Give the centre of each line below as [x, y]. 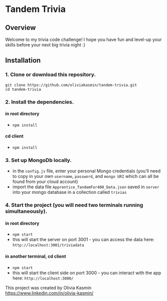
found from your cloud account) [45, 182]
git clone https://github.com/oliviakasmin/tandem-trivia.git [71, 85]
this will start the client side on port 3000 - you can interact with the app [86, 273]
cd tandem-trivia [23, 89]
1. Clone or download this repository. [51, 75]
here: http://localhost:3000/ [43, 278]
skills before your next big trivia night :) [45, 45]
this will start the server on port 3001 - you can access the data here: [83, 240]
